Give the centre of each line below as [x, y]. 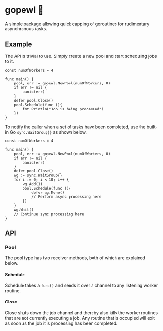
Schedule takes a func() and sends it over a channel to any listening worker [81, 285]
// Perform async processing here [66, 197]
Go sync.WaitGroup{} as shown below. [48, 132]
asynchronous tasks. [26, 28]
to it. [10, 61]
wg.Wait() [24, 210]
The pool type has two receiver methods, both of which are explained [75, 258]
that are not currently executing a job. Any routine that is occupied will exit [80, 318]
